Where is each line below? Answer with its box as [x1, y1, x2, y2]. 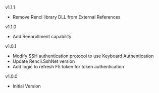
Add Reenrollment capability [12, 34, 72, 39]
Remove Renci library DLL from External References [12, 14, 121, 20]
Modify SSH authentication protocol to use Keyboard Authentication [12, 53, 154, 59]
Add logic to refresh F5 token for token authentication [12, 64, 125, 69]
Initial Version [12, 83, 41, 89]
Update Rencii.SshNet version [12, 58, 75, 64]
